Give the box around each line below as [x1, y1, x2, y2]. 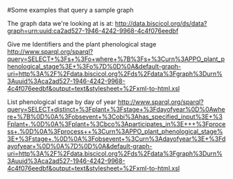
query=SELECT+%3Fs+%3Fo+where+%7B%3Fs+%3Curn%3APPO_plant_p [7, 55, 225, 63]
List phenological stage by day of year [7, 98, 116, 106]
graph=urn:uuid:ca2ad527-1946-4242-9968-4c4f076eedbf [7, 27, 179, 35]
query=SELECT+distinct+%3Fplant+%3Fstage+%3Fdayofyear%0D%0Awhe [7, 105, 225, 113]
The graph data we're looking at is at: [7, 19, 114, 27]
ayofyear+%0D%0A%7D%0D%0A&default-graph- [7, 142, 153, 150]
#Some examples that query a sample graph [7, 6, 134, 14]
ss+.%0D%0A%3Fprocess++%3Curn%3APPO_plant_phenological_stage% [7, 128, 223, 135]
